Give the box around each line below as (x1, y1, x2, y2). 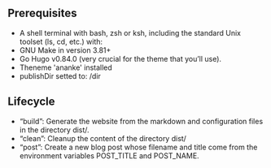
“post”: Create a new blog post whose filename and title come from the (19, 142, 258, 152)
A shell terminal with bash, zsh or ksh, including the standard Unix (19, 28, 242, 37)
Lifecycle (7, 95, 55, 109)
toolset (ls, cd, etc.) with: (19, 37, 103, 46)
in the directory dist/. (19, 125, 90, 135)
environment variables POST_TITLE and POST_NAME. (19, 150, 200, 161)
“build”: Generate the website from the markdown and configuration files (19, 116, 264, 126)
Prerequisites (7, 6, 77, 20)
